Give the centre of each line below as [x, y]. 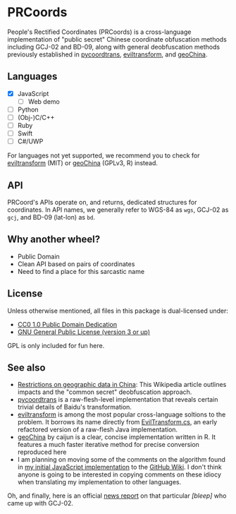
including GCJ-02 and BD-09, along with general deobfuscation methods [114, 47]
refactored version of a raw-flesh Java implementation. [98, 430]
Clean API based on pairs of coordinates [76, 264]
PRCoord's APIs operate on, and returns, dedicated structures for [102, 202]
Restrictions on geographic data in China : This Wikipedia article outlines [122, 385]
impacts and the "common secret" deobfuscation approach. [105, 392]
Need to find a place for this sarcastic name [81, 271]
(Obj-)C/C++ [36, 117]
